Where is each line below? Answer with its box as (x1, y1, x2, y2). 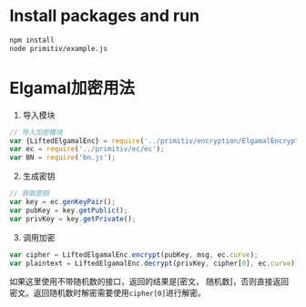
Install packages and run (9, 5, 200, 26)
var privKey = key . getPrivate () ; (9, 214, 137, 223)
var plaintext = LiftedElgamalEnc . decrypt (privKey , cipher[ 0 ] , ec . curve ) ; (9, 259, 300, 268)
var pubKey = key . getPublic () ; (9, 206, 128, 215)
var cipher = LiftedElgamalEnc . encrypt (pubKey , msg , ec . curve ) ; (9, 250, 259, 260)
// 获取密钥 (9, 189, 50, 199)
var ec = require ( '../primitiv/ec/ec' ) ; (9, 145, 166, 154)
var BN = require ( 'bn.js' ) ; (9, 153, 117, 162)
